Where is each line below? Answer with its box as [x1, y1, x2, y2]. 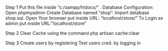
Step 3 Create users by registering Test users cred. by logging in [5, 40, 141, 46]
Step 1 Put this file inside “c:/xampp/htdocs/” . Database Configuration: [5, 5, 154, 10]
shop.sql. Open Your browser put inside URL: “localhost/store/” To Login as [5, 15, 163, 21]
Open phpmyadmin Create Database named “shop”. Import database [5, 10, 149, 16]
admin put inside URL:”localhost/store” [5, 20, 87, 26]
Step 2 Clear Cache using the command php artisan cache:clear [5, 30, 140, 36]
